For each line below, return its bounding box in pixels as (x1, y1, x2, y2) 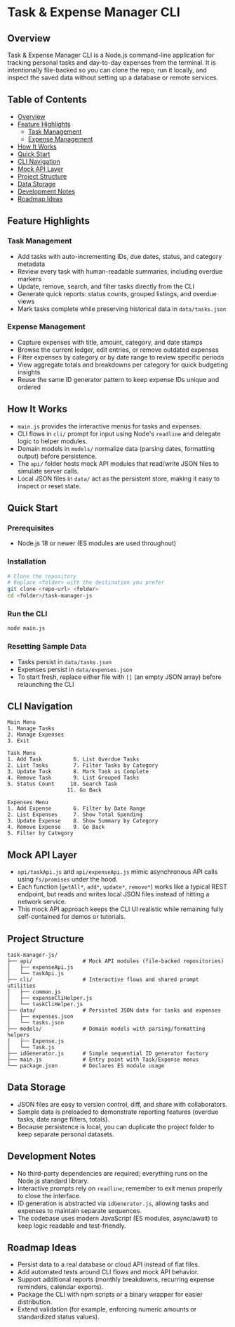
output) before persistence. (17, 452, 97, 460)
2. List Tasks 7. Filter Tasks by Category (7, 762, 159, 769)
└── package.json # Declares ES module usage (7, 1062, 165, 1069)
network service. (17, 898, 67, 906)
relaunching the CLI (17, 680, 75, 688)
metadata (17, 260, 46, 268)
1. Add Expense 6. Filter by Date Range (7, 805, 146, 813)
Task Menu (7, 750, 36, 757)
